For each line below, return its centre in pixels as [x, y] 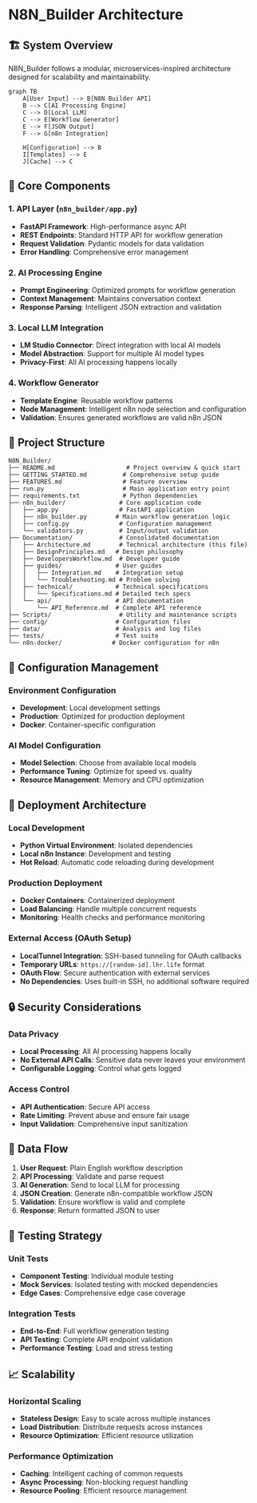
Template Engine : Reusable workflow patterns [96, 400]
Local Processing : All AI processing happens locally [105, 1052]
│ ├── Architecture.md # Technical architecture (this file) [128, 545]
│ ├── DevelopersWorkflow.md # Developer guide [94, 559]
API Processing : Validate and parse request [92, 1176]
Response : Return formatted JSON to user [90, 1211]
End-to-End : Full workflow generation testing [94, 1331]
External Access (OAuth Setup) [70, 938]
